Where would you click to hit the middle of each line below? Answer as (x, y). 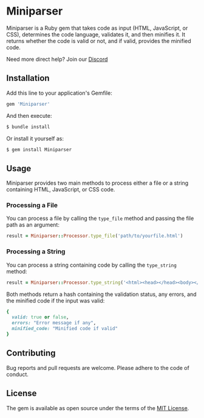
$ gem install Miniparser (39, 149)
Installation (28, 78)
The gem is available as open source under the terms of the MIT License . (98, 408)
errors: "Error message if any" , (54, 323)
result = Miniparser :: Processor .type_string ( (65, 283)
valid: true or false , (40, 317)
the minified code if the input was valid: (56, 300)
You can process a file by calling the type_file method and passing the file (100, 218)
